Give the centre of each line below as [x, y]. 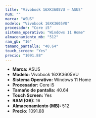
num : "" [13, 14]
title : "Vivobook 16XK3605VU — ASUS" [44, 10]
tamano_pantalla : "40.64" [32, 46]
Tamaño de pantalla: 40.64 [40, 90]
